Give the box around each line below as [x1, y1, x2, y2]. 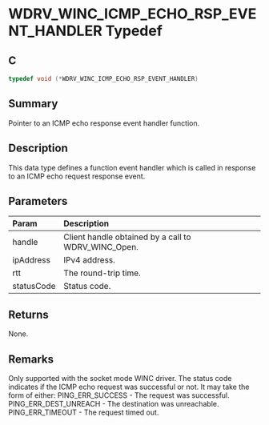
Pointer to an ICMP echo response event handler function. [8, 118, 200, 128]
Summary [8, 97, 58, 110]
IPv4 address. [63, 255, 116, 266]
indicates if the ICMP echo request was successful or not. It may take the [8, 382, 250, 391]
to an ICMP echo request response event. [8, 171, 146, 181]
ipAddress [12, 255, 50, 266]
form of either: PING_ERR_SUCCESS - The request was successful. [8, 390, 230, 400]
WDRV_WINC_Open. [63, 242, 139, 253]
